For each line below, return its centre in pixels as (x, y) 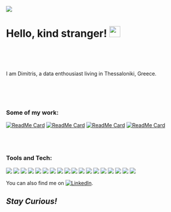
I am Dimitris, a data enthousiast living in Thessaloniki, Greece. (81, 73)
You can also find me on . (50, 183)
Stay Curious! (32, 201)
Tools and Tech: (29, 158)
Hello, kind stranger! (57, 34)
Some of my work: (32, 112)
